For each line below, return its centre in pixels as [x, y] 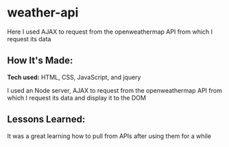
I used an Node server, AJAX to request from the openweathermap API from [115, 90]
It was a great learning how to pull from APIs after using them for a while [109, 136]
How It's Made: [40, 61]
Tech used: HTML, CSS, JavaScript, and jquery [74, 77]
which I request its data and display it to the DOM [76, 98]
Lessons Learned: [46, 119]
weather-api [43, 13]
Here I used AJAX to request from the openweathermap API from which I [110, 32]
